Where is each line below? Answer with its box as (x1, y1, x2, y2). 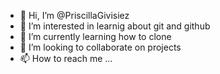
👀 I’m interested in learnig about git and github (19, 20, 211, 32)
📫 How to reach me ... (19, 53, 113, 64)
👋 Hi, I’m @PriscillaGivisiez (19, 10, 130, 21)
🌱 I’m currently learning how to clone (19, 31, 172, 42)
